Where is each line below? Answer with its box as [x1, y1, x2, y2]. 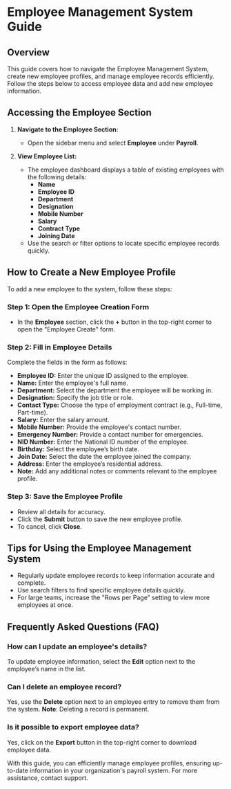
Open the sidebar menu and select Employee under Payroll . [27, 138, 199, 147]
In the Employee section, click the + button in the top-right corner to [17, 318, 212, 326]
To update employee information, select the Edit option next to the [7, 657, 196, 666]
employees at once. [17, 601, 74, 609]
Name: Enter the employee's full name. [17, 379, 129, 388]
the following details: [27, 172, 87, 181]
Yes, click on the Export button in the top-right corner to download [7, 738, 197, 746]
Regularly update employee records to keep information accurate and [17, 572, 215, 580]
